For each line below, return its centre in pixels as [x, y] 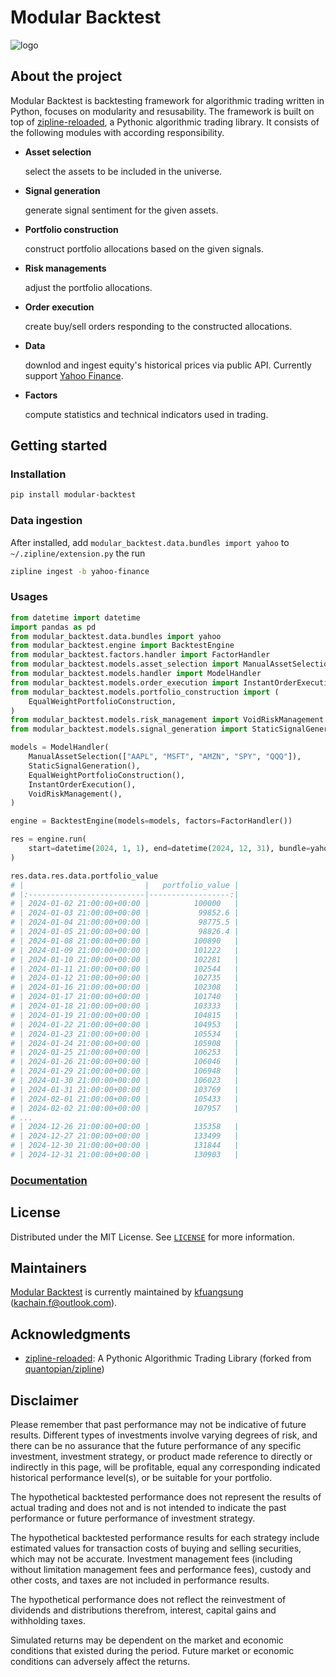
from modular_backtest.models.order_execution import [125, 682]
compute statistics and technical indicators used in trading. [146, 414]
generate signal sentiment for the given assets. [121, 210]
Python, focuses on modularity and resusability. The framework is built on [162, 111]
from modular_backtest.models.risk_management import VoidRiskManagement [167, 720]
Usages [29, 597]
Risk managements [65, 268]
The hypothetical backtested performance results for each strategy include [165, 1538]
